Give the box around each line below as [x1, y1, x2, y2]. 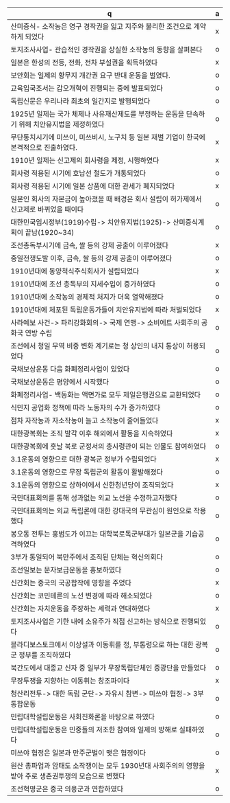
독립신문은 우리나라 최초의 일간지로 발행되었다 [10, 96, 151, 106]
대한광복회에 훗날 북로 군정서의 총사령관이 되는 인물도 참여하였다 [10, 442, 207, 451]
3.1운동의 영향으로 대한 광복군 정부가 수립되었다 [10, 455, 157, 464]
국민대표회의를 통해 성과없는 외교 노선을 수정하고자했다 [10, 493, 178, 502]
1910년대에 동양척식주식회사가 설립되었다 [10, 267, 140, 275]
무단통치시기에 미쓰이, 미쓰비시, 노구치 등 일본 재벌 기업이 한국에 [10, 133, 206, 142]
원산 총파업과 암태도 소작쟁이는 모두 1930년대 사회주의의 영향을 [10, 761, 205, 770]
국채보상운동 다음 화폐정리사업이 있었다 [10, 364, 130, 374]
